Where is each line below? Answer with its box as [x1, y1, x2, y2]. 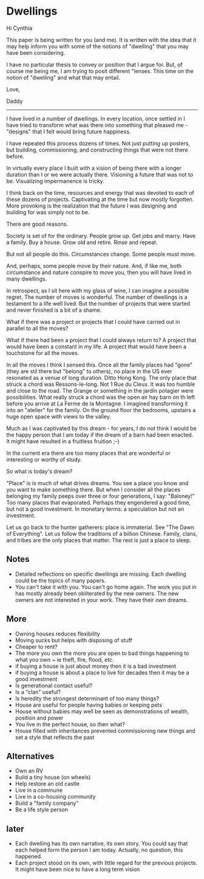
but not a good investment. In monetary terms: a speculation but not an [6, 505, 184, 513]
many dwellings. [6, 275, 47, 282]
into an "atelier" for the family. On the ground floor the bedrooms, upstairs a [6, 406, 196, 413]
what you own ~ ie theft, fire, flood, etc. [15, 656, 114, 663]
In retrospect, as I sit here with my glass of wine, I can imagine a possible [6, 287, 189, 294]
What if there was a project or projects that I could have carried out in [6, 318, 180, 325]
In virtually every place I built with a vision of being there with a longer [6, 164, 182, 172]
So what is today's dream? [6, 468, 73, 475]
